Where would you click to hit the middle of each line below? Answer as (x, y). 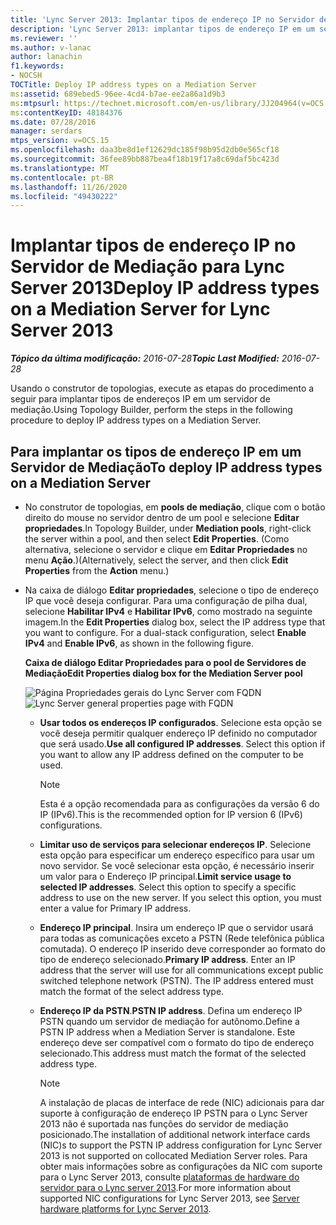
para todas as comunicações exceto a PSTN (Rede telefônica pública (182, 938)
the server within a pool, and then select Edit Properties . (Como (157, 539)
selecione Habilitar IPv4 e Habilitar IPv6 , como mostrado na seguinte (168, 611)
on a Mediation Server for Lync (140, 309)
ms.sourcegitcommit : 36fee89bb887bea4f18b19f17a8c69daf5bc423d (145, 159)
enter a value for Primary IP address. (115, 908)
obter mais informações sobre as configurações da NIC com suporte (181, 1166)
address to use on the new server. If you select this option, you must (180, 897)
